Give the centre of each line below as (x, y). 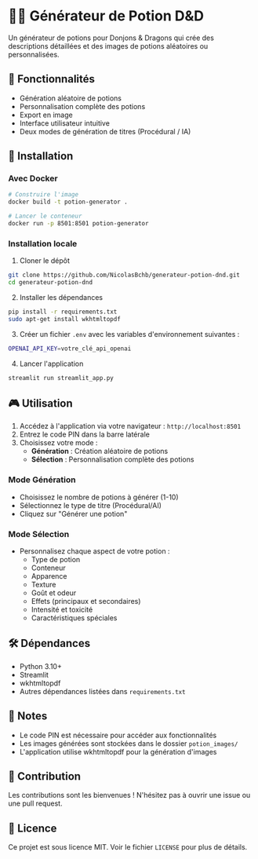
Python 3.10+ (41, 666)
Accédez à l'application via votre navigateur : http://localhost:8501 (130, 426)
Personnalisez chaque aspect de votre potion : (94, 551)
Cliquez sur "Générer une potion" (73, 514)
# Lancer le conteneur (45, 216)
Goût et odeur (54, 593)
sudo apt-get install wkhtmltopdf (65, 319)
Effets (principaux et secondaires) (86, 601)
